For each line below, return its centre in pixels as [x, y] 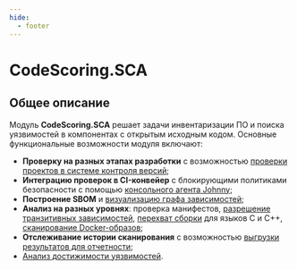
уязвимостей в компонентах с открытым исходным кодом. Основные [143, 134]
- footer [34, 26]
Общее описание [59, 103]
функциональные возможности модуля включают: [106, 143]
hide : [19, 17]
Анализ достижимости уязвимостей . [93, 256]
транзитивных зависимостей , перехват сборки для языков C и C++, [153, 218]
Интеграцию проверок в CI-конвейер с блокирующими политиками [155, 180]
